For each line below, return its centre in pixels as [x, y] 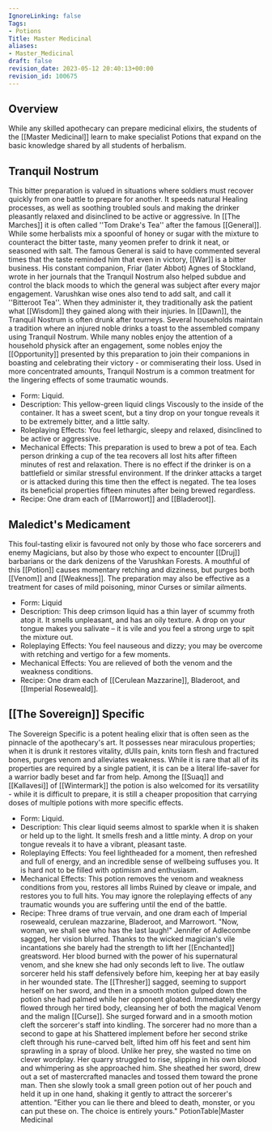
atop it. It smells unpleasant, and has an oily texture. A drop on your [132, 620]
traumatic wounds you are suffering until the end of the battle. [123, 904]
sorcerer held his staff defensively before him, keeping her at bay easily [140, 973]
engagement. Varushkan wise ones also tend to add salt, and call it [120, 294]
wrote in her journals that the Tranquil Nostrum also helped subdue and [127, 277]
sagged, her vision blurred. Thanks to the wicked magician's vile [127, 939]
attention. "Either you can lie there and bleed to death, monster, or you [137, 1102]
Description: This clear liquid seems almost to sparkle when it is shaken [139, 826]
